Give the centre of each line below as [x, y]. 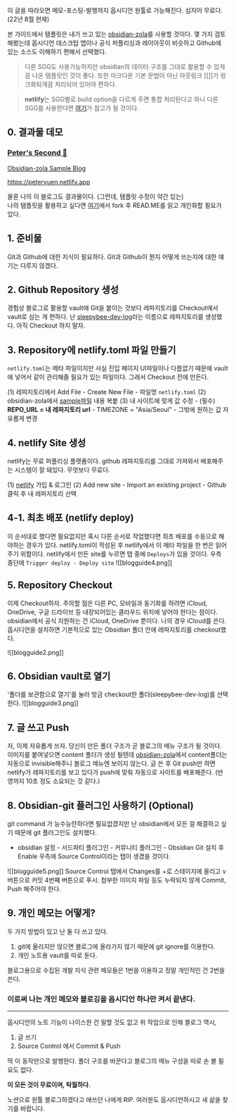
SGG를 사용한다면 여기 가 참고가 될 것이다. [81, 108]
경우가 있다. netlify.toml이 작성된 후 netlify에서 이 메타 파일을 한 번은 [120, 545]
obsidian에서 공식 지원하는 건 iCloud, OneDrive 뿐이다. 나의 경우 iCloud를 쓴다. [117, 620]
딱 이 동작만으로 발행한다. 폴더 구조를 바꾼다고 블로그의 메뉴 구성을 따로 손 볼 [112, 1061]
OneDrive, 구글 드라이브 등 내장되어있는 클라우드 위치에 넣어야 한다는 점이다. [112, 612]
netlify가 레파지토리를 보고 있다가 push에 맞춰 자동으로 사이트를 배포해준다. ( [112, 773]
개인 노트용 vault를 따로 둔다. [57, 955]
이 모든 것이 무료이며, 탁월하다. [49, 1085]
